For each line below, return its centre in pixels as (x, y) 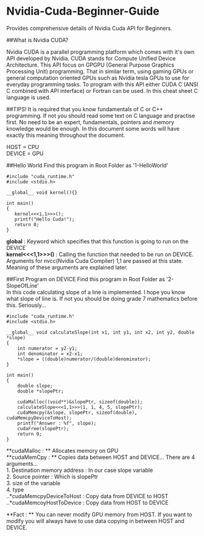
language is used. (29, 97)
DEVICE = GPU (25, 153)
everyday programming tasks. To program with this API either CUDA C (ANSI (102, 84)
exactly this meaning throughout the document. (66, 135)
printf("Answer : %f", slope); (57, 423)
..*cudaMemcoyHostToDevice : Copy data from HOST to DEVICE (87, 502)
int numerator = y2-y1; (47, 348)
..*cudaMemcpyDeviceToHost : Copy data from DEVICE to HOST (87, 496)
